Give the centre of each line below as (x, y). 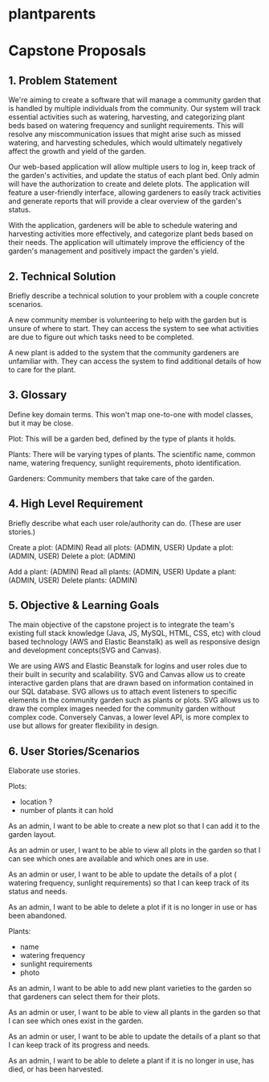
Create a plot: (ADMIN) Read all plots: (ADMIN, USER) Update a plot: (121, 547)
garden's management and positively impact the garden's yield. (114, 251)
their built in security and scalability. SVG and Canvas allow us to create (127, 674)
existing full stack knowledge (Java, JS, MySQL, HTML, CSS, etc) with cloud (134, 633)
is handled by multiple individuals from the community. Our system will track (134, 109)
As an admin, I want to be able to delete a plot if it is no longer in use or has (133, 907)
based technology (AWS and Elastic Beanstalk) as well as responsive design (134, 642)
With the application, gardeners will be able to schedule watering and (123, 226)
